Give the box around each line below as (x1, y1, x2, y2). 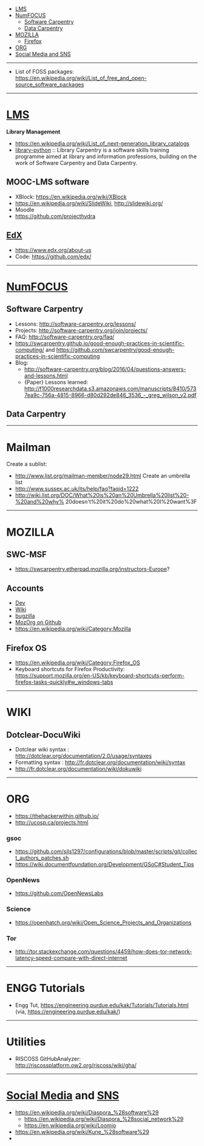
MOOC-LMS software (6, 177, 90, 188)
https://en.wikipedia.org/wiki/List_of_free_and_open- (15, 74, 147, 82)
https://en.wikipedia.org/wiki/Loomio (24, 1122, 117, 1129)
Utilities (6, 1035, 46, 1049)
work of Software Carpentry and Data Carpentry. (15, 159, 138, 166)
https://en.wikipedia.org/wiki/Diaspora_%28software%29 (15, 1108, 159, 1116)
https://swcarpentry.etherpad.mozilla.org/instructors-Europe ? (15, 566, 170, 573)
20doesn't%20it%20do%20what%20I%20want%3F (65, 498, 197, 505)
